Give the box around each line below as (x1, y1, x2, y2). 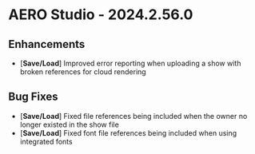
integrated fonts (19, 136, 74, 146)
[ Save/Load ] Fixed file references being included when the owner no (19, 111, 248, 120)
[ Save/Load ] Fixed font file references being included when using (19, 128, 237, 137)
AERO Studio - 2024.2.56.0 (8, 6, 193, 24)
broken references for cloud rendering (19, 67, 146, 77)
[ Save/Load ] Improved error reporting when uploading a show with (19, 58, 241, 68)
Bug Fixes (8, 90, 58, 104)
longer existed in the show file (19, 120, 120, 129)
